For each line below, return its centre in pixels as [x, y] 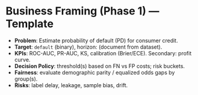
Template [29, 24]
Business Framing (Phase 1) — [83, 11]
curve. [22, 60]
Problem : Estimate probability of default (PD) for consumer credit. [96, 40]
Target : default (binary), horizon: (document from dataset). [88, 47]
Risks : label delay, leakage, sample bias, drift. [71, 85]
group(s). [26, 79]
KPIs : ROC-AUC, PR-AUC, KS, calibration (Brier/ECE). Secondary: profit [103, 53]
